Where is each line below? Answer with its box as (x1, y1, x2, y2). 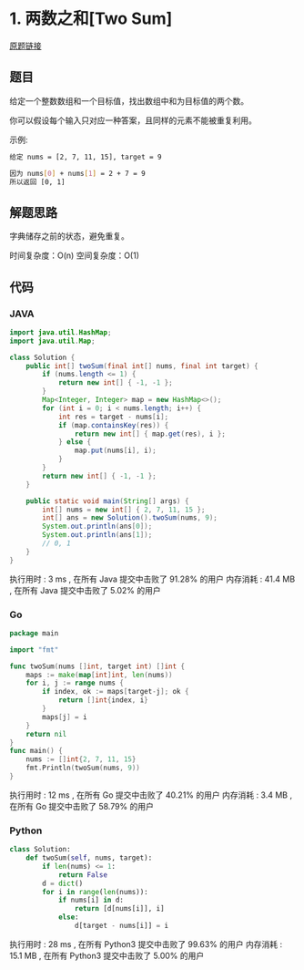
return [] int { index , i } (57, 696, 148, 705)
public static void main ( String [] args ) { (25, 496, 189, 506)
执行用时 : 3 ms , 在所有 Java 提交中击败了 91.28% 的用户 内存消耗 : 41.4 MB (9, 573, 296, 584)
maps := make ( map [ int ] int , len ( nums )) (25, 670, 173, 679)
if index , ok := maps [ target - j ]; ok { (42, 687, 189, 697)
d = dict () (42, 879, 84, 888)
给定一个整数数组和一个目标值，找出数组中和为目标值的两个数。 (9, 95, 248, 106)
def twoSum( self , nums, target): (25, 853, 153, 862)
